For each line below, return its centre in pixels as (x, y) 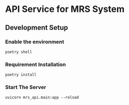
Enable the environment (35, 42)
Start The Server (26, 87)
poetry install (21, 75)
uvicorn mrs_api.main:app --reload (42, 98)
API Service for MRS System (65, 9)
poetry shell (19, 52)
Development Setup (37, 28)
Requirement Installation (36, 64)
